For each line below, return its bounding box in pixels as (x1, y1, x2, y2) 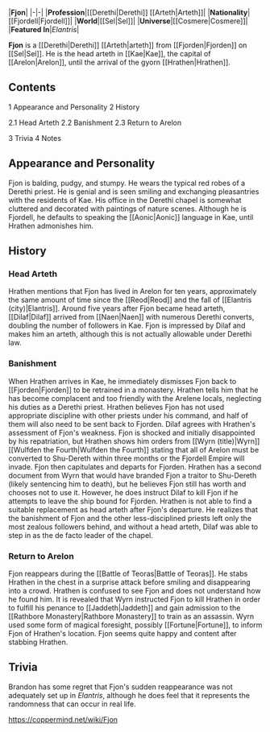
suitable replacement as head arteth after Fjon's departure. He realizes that (8, 504, 258, 515)
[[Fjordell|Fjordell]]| (8, 16, 73, 26)
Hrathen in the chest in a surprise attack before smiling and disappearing (8, 577, 251, 587)
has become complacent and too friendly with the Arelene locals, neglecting (8, 393, 262, 403)
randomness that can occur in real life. (8, 699, 136, 709)
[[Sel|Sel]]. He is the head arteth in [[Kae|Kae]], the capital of (8, 49, 211, 58)
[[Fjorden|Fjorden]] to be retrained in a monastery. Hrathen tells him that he (8, 385, 259, 395)
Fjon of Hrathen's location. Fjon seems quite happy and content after (8, 628, 237, 638)
